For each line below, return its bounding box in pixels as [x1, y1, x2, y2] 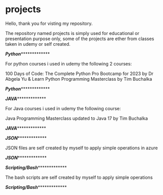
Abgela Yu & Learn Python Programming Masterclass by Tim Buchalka [5, 76, 152, 82]
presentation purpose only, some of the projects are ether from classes [5, 36, 154, 42]
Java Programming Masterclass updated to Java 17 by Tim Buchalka [5, 115, 148, 121]
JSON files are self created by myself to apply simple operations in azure [5, 145, 158, 151]
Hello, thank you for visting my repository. [5, 20, 93, 26]
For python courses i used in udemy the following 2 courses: [5, 60, 132, 67]
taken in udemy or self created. [5, 41, 71, 47]
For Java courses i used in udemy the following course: [5, 105, 121, 111]
